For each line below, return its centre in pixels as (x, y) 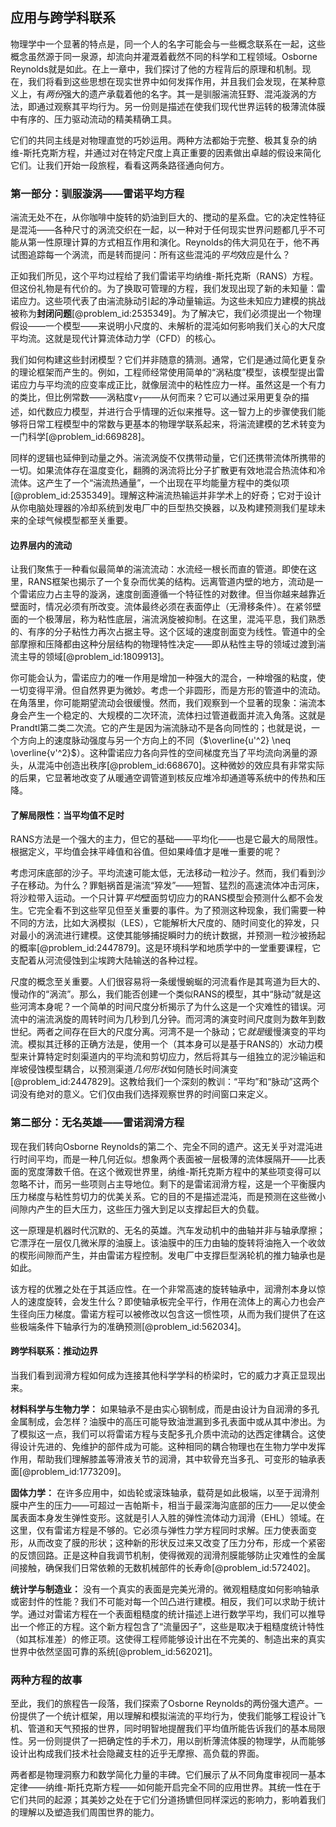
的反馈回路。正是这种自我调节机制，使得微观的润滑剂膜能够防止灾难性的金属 (168, 1555)
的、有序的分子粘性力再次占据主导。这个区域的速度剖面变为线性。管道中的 (163, 632)
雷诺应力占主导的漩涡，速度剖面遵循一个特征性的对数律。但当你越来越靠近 (172, 594)
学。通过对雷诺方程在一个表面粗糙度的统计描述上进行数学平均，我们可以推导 (168, 1614)
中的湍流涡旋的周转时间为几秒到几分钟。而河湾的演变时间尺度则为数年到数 (172, 1019)
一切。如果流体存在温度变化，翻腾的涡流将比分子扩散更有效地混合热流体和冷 (168, 470)
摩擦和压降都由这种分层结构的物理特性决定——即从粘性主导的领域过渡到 (167, 644)
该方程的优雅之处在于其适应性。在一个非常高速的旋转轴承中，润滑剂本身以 (163, 1289)
